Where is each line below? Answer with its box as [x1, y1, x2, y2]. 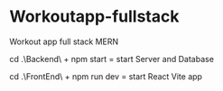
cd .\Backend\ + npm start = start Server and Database [9, 53, 215, 64]
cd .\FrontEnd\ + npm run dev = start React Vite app [9, 70, 203, 82]
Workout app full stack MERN [9, 36, 119, 47]
